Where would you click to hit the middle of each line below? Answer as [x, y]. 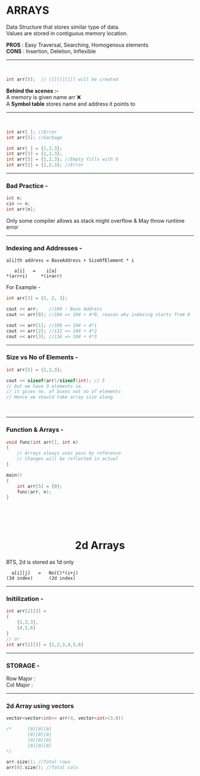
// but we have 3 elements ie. [45, 386]
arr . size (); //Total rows [38, 762]
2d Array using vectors [40, 706]
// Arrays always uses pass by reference [69, 453]
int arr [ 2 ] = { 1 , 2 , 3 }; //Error [45, 165]
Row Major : [21, 678]
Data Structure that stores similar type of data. [63, 27]
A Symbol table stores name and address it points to [71, 104]
